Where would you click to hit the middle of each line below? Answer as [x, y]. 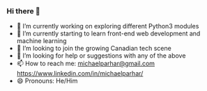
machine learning [41, 41]
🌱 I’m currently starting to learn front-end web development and [108, 33]
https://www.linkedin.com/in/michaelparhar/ [80, 74]
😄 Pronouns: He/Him [47, 81]
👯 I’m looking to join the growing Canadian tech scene [94, 49]
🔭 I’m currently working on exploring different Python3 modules [108, 26]
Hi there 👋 [24, 11]
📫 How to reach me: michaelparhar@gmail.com [85, 64]
